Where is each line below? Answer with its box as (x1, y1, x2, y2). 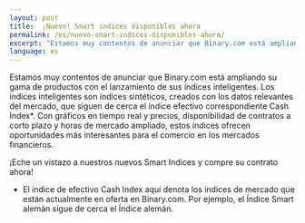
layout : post (9, 13, 59, 23)
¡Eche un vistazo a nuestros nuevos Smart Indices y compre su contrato (9, 157, 279, 168)
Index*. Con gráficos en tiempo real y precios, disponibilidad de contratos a (9, 111, 291, 121)
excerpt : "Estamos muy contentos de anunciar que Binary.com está (9, 38, 266, 48)
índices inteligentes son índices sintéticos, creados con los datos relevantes (9, 92, 293, 102)
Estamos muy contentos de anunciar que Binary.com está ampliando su (9, 72, 278, 82)
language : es (9, 47, 59, 56)
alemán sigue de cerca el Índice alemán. (22, 203, 174, 214)
